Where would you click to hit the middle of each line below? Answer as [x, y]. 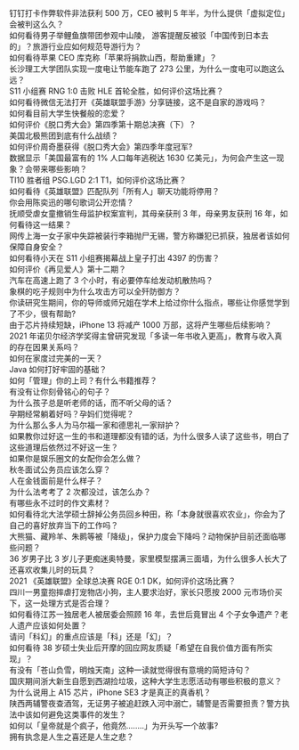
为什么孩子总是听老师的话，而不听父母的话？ [91, 403]
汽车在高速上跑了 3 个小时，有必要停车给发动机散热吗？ [111, 280]
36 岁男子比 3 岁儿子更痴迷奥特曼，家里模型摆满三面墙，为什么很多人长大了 [148, 558]
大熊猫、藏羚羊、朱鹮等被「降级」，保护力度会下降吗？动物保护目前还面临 [144, 536]
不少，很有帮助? [46, 314]
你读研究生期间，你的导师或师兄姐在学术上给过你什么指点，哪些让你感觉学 [145, 302]
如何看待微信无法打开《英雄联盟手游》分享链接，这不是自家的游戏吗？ [138, 102]
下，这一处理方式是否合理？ [60, 603]
